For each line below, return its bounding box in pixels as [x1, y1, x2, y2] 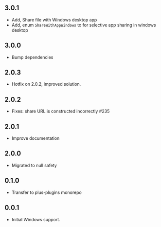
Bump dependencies [11, 54, 54, 60]
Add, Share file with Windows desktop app [11, 17, 97, 22]
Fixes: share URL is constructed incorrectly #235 [11, 108, 110, 114]
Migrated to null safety [11, 162, 57, 168]
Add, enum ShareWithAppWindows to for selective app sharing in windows [11, 22, 156, 28]
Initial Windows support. [11, 216, 60, 222]
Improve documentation [11, 135, 60, 141]
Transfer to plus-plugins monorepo [11, 189, 82, 195]
